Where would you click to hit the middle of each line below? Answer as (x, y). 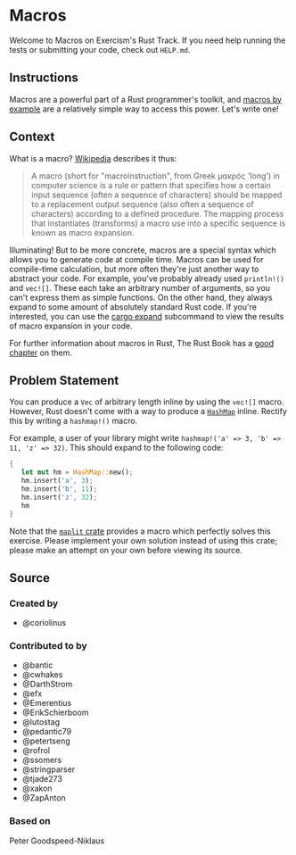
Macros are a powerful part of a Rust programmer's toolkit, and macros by (146, 99)
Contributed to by (48, 646)
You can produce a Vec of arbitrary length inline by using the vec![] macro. (147, 402)
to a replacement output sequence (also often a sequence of (142, 204)
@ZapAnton (44, 798)
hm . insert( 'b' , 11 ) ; (59, 489)
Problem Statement (64, 380)
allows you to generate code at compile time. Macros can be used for (137, 259)
